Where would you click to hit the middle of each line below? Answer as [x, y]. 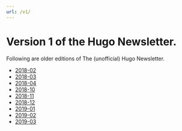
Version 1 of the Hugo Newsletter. [92, 41]
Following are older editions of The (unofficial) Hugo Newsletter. [86, 59]
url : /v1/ [19, 12]
